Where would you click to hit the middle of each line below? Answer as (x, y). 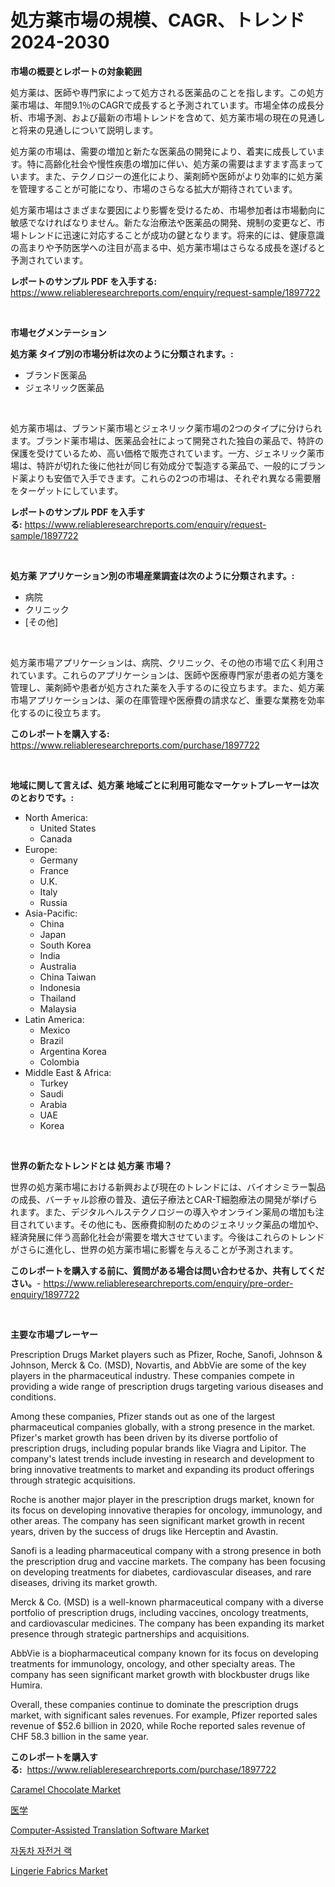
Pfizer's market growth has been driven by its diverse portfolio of (144, 1437)
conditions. (33, 1397)
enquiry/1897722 (45, 1294)
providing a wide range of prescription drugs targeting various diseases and (167, 1386)
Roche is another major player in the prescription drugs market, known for (162, 1499)
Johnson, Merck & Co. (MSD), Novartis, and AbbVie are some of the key (158, 1365)
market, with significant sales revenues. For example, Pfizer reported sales (164, 1715)
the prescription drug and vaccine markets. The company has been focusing (168, 1561)
